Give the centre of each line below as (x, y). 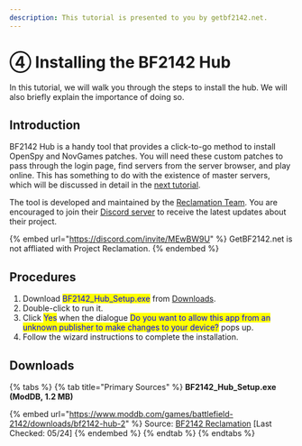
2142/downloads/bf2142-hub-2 (68, 423)
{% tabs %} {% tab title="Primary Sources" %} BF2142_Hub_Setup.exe (143, 387)
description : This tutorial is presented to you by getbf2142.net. (139, 18)
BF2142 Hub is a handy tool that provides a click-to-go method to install (143, 147)
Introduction (45, 125)
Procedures (43, 277)
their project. (33, 222)
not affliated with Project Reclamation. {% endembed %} (114, 249)
